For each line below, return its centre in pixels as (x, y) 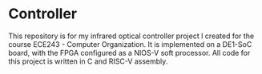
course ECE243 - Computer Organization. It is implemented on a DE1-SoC (130, 44)
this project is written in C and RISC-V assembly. (88, 61)
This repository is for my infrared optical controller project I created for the (131, 36)
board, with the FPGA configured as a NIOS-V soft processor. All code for (129, 53)
